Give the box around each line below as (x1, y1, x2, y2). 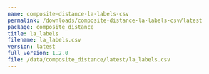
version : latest (7, 43, 56, 50)
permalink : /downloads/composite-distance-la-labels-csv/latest (7, 17, 203, 24)
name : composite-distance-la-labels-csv (7, 10, 130, 18)
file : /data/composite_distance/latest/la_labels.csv (7, 56, 171, 63)
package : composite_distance (7, 23, 94, 30)
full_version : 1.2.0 (7, 50, 69, 57)
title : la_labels (7, 30, 59, 37)
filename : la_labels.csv (7, 37, 81, 44)
